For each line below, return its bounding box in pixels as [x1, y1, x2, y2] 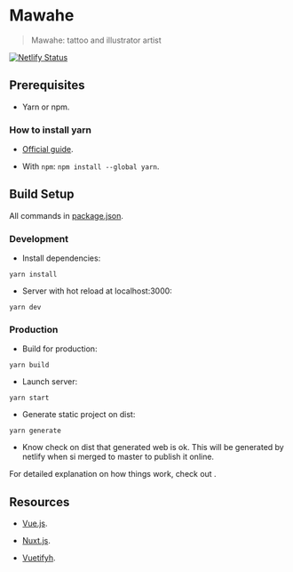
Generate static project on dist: [21, 409, 136, 420]
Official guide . [21, 144, 74, 155]
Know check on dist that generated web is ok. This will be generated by [21, 442, 284, 453]
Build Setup [9, 187, 75, 202]
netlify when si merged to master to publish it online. [21, 451, 215, 463]
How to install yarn [9, 124, 91, 136]
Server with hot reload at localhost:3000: [21, 286, 173, 296]
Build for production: [21, 343, 98, 354]
